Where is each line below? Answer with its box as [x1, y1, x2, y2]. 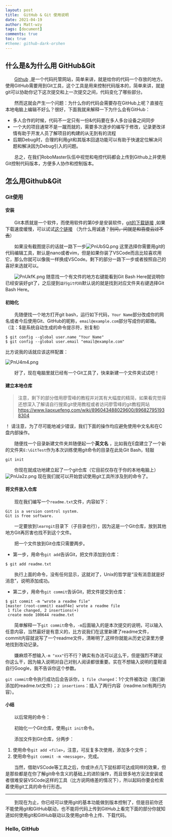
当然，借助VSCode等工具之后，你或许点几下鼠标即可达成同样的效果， [14, 764, 162, 770]
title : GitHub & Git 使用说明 [5, 12, 69, 17]
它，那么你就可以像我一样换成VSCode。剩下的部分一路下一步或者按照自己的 [5, 256, 166, 262]
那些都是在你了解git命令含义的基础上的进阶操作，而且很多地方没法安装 [9, 770, 159, 777]
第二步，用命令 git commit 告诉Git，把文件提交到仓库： [12, 589, 127, 595]
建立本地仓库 [5, 382, 32, 388]
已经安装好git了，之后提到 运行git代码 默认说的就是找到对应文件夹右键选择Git [5, 280, 165, 286]
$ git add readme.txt [5, 561, 52, 566]
